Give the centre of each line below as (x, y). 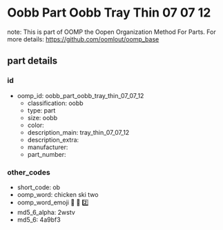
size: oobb (42, 117)
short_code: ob (39, 187)
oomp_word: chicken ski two (58, 194)
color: (36, 125)
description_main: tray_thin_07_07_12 (78, 132)
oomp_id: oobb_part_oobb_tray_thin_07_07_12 (80, 95)
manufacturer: (48, 147)
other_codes (29, 172)
